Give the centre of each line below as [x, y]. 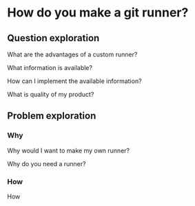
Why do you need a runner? [47, 163]
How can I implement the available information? [75, 81]
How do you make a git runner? [98, 13]
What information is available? [50, 68]
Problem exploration [52, 116]
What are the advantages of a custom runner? [72, 54]
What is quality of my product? [51, 94]
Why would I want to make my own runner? [68, 150]
